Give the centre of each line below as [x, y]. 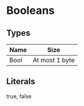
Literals [21, 81]
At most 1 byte [54, 60]
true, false [19, 96]
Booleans [30, 11]
